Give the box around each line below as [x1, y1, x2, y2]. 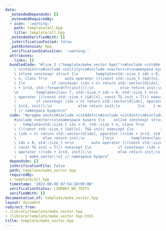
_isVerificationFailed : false [9, 39, 72, 44]
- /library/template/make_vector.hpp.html [5, 214, 94, 219]
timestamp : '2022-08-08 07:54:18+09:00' [9, 182, 94, 187]
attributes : [9, 53, 35, 58]
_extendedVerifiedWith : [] [9, 35, 65, 40]
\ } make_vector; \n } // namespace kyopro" [14, 154, 110, 159]
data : [5, 7, 16, 12]
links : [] [14, 58, 35, 63]
